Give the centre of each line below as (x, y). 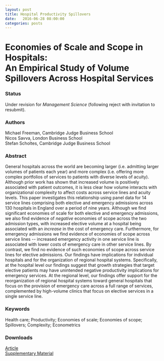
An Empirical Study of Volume (67, 68)
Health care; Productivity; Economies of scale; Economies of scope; (74, 319)
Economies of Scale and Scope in (74, 47)
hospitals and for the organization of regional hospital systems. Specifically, (82, 260)
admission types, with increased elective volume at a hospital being (73, 224)
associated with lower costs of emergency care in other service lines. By (78, 244)
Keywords (17, 309)
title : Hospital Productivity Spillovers (48, 14)
